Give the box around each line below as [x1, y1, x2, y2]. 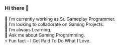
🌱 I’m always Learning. [5, 27, 52, 33]
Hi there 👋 [5, 5, 30, 12]
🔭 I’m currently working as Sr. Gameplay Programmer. [5, 16, 116, 22]
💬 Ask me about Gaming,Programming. [5, 32, 85, 38]
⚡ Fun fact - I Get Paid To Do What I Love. [5, 38, 91, 44]
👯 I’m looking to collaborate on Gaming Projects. [5, 21, 104, 27]
